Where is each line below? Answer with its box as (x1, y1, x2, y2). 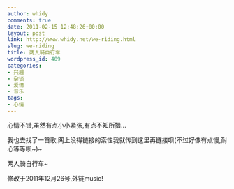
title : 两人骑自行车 (7, 50, 61, 56)
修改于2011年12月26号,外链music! (7, 174, 103, 182)
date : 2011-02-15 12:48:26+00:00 (7, 23, 105, 30)
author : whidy (7, 10, 49, 17)
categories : (7, 62, 42, 69)
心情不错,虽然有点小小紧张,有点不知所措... (7, 121, 127, 129)
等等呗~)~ (13, 144, 43, 153)
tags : (7, 95, 23, 102)
